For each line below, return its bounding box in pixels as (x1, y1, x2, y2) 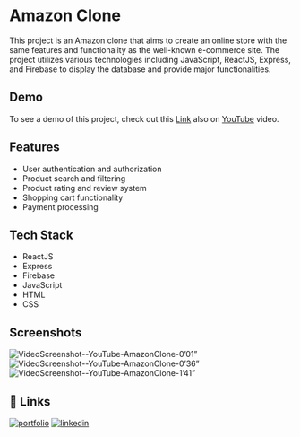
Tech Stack (9, 227, 73, 242)
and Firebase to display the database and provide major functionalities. (9, 64, 271, 74)
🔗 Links (9, 394, 51, 409)
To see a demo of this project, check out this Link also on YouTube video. (9, 113, 279, 124)
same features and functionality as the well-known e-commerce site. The (9, 44, 280, 55)
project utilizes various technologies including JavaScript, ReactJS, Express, (9, 54, 291, 65)
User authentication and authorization (21, 163, 163, 174)
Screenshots (9, 325, 82, 340)
